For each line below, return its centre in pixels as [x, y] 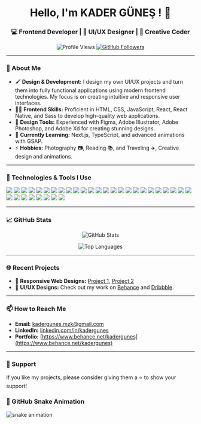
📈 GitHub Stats [29, 220]
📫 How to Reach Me [36, 309]
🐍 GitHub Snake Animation [45, 402]
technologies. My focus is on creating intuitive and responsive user [98, 96]
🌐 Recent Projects [33, 268]
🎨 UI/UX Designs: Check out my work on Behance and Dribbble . [94, 287]
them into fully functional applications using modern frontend [90, 90]
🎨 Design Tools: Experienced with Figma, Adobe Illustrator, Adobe [97, 122]
